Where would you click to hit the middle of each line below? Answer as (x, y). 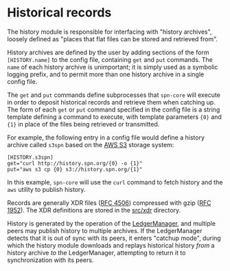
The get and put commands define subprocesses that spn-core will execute (114, 95)
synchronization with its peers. (50, 260)
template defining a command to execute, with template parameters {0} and (114, 117)
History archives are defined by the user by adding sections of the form (108, 52)
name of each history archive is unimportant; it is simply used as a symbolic (113, 67)
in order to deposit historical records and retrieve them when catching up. (112, 102)
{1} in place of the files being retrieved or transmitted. (83, 124)
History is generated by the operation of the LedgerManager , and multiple (112, 223)
